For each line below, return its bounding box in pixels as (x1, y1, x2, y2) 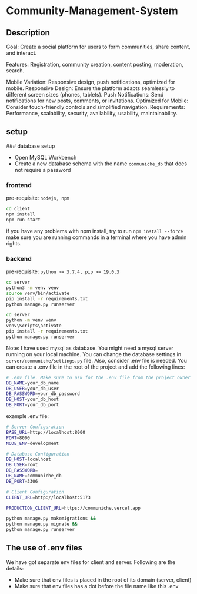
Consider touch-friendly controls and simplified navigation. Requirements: (6, 104, 185, 110)
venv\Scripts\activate (6, 323, 62, 329)
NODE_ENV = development (6, 440, 59, 446)
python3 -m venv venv (6, 284, 59, 291)
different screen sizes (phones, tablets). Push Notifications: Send (6, 91, 164, 98)
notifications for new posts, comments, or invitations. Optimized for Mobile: (6, 97, 189, 104)
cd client (6, 206, 31, 212)
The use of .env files (6, 543, 83, 553)
